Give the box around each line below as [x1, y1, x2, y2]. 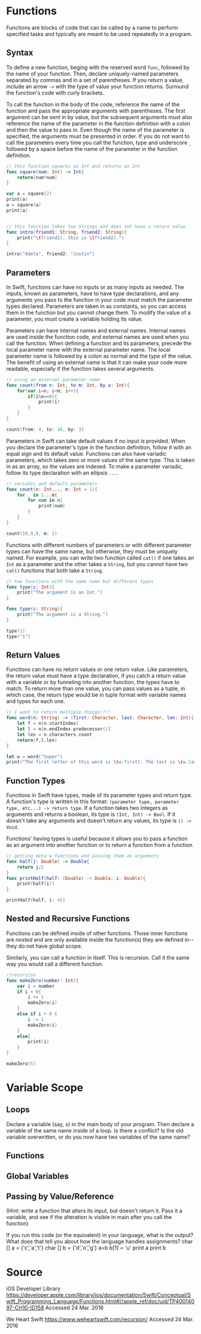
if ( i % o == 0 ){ [28, 394, 58, 400]
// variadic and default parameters [6, 480, 98, 486]
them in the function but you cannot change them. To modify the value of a [6, 308, 191, 316]
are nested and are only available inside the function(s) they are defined [6, 936, 184, 943]
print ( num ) [38, 503, 66, 509]
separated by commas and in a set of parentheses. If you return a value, [6, 76, 184, 83]
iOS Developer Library [6, 1285, 61, 1292]
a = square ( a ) [6, 202, 42, 208]
